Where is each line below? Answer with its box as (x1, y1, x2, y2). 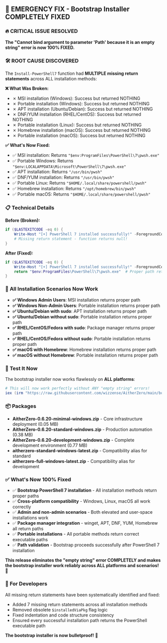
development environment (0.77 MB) (12, 442, 88, 448)
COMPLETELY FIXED (5, 13, 71, 21)
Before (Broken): (5, 218, 40, 224)
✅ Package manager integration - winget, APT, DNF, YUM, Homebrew (12, 520, 158, 526)
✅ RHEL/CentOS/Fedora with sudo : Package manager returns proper (12, 324, 156, 330)
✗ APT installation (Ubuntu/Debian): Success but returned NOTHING (12, 106, 153, 112)
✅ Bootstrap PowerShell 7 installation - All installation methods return (12, 487, 157, 493)
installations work (12, 515, 49, 521)
